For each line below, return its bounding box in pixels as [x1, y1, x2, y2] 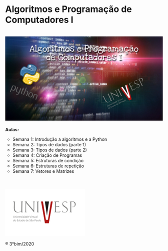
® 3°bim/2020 [5, 240, 34, 246]
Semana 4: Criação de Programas [12, 152, 82, 158]
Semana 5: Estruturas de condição [12, 157, 84, 163]
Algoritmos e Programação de [5, 4, 132, 15]
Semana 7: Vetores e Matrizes [12, 168, 74, 174]
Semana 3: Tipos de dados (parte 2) [12, 147, 87, 153]
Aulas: [5, 126, 19, 132]
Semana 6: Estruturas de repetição [12, 163, 84, 169]
